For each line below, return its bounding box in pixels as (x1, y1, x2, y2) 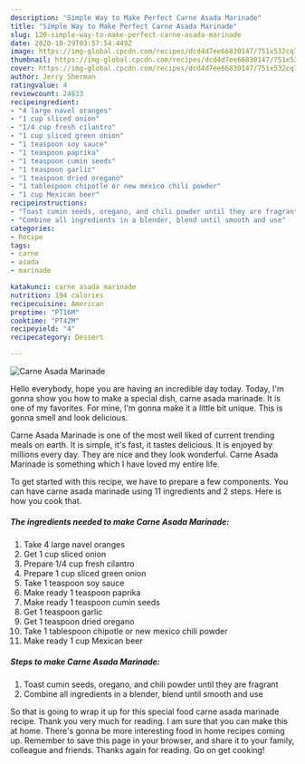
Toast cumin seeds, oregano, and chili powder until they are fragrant (23, 679, 279, 690)
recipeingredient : (10, 97, 80, 107)
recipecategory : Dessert (10, 333, 104, 343)
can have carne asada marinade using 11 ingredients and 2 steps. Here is (10, 486, 282, 497)
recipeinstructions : (10, 198, 89, 208)
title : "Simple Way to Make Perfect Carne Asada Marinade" (10, 22, 238, 31)
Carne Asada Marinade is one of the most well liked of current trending (10, 430, 275, 440)
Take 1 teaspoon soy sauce (23, 577, 125, 588)
